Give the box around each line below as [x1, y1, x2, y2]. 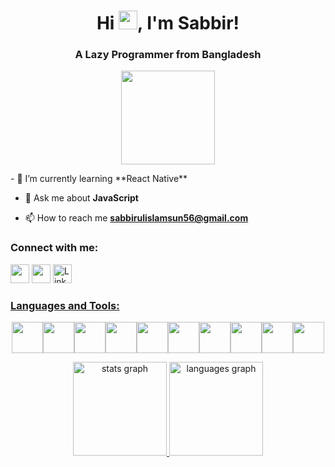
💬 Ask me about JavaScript [24, 192, 139, 204]
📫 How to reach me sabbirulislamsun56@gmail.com [24, 212, 249, 224]
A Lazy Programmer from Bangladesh [74, 48, 262, 62]
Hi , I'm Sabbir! [96, 12, 240, 35]
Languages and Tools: [10, 298, 120, 312]
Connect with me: [10, 241, 99, 255]
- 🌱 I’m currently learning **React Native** [10, 173, 188, 185]
